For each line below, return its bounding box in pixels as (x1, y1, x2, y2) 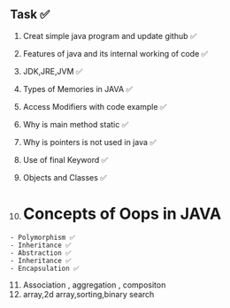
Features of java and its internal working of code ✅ (22, 48, 209, 58)
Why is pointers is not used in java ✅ (22, 136, 157, 147)
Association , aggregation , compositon (22, 279, 166, 290)
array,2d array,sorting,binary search (22, 289, 155, 299)
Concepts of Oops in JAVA (22, 204, 222, 224)
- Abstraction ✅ (10, 248, 72, 258)
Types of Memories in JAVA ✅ (22, 83, 134, 94)
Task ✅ (10, 7, 50, 22)
